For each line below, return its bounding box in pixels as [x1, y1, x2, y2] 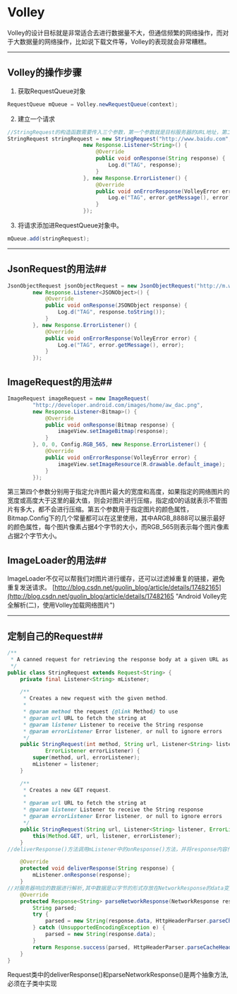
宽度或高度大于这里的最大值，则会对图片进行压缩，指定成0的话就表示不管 [7, 496, 221, 505]
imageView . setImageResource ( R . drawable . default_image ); [57, 461, 226, 468]
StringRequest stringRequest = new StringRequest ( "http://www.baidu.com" [7, 135, 229, 142]
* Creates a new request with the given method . [23, 695, 169, 702]
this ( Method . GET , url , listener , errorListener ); [32, 832, 181, 839]
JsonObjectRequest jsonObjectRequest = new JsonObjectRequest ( [7, 282, 197, 290]
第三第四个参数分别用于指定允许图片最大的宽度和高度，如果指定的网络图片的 [7, 487, 230, 496]
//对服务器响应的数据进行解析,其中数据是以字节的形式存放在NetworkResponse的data [7, 884, 224, 892]
